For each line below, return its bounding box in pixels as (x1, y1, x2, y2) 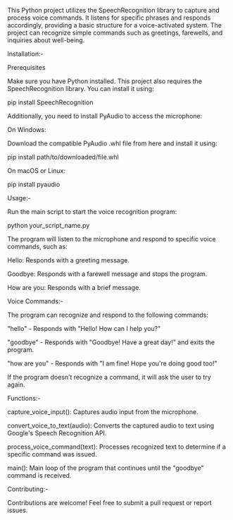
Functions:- (7, 394, 41, 402)
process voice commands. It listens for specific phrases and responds (7, 13, 211, 22)
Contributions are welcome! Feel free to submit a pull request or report (7, 499, 212, 507)
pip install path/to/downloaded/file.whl (7, 153, 119, 161)
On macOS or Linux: (7, 167, 65, 175)
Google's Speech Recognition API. (7, 429, 107, 437)
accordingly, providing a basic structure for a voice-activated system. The (7, 21, 222, 29)
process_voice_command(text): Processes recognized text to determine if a (7, 442, 227, 451)
